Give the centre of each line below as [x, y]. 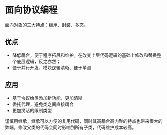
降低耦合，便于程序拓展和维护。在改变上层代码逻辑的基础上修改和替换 [84, 55]
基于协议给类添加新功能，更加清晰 [47, 98]
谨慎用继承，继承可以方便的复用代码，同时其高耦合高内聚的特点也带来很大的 [84, 121]
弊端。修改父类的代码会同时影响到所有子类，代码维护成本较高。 [71, 127]
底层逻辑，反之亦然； [39, 61]
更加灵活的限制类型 [32, 110]
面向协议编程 [32, 10]
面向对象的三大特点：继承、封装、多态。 [47, 25]
